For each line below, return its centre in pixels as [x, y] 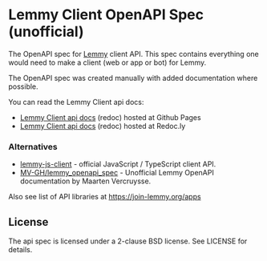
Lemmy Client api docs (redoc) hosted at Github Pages [111, 117]
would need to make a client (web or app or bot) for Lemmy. [107, 62]
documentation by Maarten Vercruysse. [85, 181]
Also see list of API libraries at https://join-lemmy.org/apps [105, 197]
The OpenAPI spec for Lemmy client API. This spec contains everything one [133, 54]
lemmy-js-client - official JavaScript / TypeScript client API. [118, 164]
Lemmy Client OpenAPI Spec [106, 15]
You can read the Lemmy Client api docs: [76, 102]
